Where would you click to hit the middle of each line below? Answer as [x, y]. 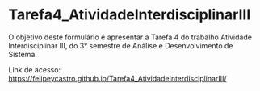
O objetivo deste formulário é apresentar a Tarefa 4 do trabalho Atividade [130, 37]
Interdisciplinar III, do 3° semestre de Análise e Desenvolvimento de [121, 45]
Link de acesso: [35, 69]
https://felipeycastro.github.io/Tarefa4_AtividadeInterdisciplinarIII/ [118, 78]
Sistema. [23, 54]
